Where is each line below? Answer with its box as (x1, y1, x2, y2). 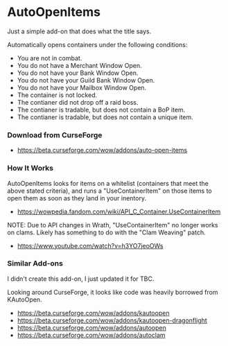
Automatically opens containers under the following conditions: (7, 40, 188, 49)
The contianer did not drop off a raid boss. (17, 98, 139, 106)
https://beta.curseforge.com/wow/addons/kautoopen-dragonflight (17, 316, 208, 325)
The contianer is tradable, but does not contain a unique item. (17, 112, 194, 121)
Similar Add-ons (7, 259, 64, 268)
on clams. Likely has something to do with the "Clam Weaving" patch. (7, 228, 206, 236)
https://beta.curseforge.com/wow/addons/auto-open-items (17, 146, 188, 155)
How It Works (7, 164, 54, 173)
